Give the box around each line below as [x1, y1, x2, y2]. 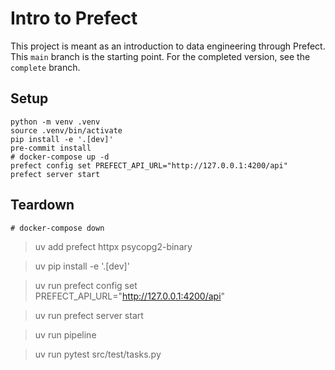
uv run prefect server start [34, 309, 144, 321]
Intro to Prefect [10, 7, 138, 30]
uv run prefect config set [34, 279, 138, 291]
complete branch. [10, 61, 81, 73]
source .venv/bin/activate [10, 125, 123, 136]
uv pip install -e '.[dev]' [34, 260, 130, 272]
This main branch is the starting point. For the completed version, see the [10, 50, 311, 62]
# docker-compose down [10, 223, 105, 233]
